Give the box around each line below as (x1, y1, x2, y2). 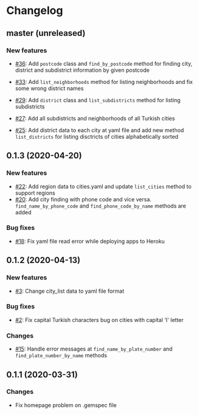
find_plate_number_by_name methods (15, 352, 108, 359)
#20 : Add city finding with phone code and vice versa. (15, 195, 152, 203)
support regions (15, 189, 56, 197)
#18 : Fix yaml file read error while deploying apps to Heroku (15, 237, 166, 245)
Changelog (6, 4, 63, 18)
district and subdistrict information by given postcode (15, 66, 150, 74)
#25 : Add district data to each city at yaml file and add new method (15, 126, 184, 134)
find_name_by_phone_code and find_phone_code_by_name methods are (15, 202, 187, 209)
